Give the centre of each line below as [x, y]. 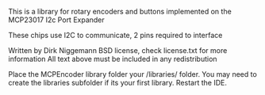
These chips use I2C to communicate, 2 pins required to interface [115, 35]
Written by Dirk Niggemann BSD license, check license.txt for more [118, 50]
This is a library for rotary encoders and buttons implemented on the [120, 11]
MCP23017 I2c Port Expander [56, 20]
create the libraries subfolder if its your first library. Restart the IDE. [118, 83]
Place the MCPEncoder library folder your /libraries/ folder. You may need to [133, 74]
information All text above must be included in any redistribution [113, 59]
